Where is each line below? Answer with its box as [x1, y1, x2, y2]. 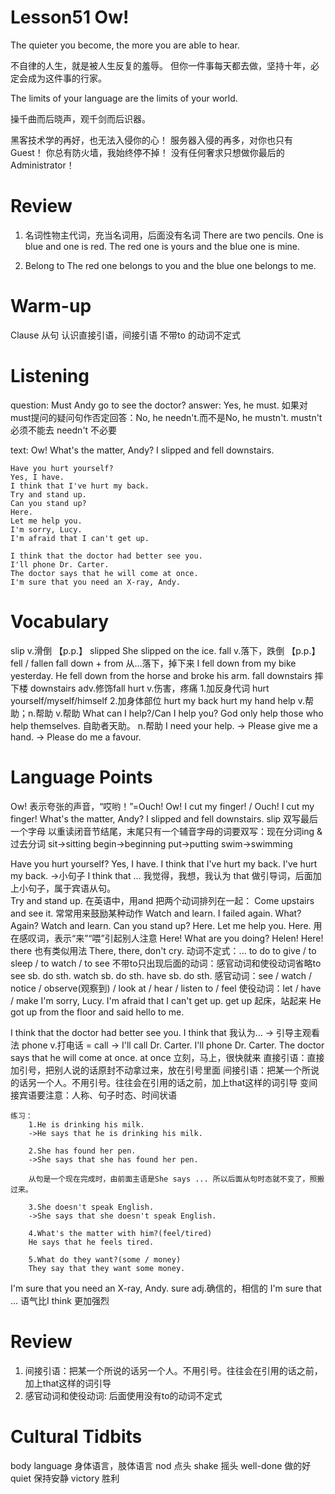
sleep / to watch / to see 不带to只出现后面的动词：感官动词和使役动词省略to [10, 957, 322, 969]
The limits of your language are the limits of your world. [10, 92, 238, 104]
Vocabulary [10, 610, 109, 633]
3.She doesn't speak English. [28, 1202, 155, 1212]
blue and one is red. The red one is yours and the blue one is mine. [24, 240, 301, 252]
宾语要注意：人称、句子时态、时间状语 [18, 1089, 177, 1101]
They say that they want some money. [28, 1263, 186, 1273]
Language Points [10, 766, 153, 788]
